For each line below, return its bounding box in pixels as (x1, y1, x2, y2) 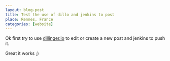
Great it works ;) (5, 50, 39, 56)
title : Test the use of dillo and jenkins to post (5, 12, 115, 17)
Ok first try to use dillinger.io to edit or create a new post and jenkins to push (5, 35, 165, 41)
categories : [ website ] (5, 21, 53, 27)
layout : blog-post (5, 7, 44, 13)
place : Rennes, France (5, 17, 53, 22)
